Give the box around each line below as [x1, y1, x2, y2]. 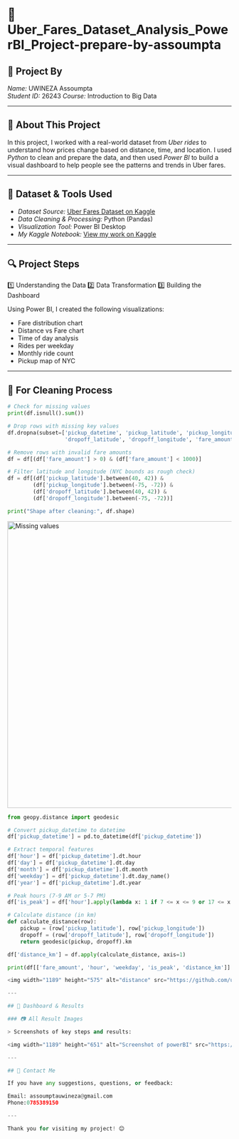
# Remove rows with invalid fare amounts [7, 449, 132, 456]
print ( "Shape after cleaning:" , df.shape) [7, 507, 135, 515]
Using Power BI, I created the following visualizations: [7, 305, 165, 313]
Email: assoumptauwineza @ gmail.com [7, 1093, 113, 1100]
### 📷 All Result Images [7, 1016, 83, 1023]
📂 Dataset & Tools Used [7, 188, 112, 201]
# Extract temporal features [7, 846, 94, 854]
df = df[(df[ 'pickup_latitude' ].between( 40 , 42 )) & [7, 475, 164, 482]
